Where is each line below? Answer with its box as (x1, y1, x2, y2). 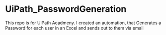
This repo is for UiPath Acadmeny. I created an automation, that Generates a (5, 20, 162, 26)
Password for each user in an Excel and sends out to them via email (5, 25, 144, 31)
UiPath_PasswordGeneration (5, 3, 127, 15)
